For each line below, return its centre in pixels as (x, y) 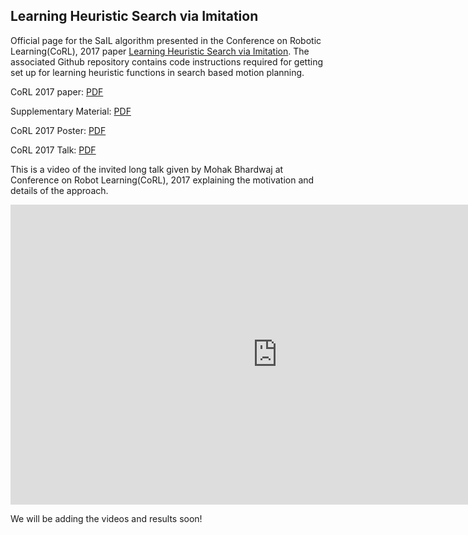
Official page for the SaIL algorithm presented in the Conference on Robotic (166, 40)
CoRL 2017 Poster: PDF (58, 130)
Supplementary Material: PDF (71, 111)
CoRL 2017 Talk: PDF (53, 150)
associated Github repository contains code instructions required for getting (167, 61)
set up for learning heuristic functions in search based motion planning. (157, 72)
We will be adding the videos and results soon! (106, 518)
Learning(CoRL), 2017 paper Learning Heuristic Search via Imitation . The (160, 51)
